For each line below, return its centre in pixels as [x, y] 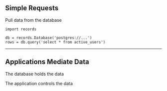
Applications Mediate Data [47, 62]
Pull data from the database [34, 20]
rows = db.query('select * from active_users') [55, 42]
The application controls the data [39, 83]
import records [21, 29]
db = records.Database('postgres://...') [49, 38]
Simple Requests [32, 8]
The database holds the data [35, 74]
